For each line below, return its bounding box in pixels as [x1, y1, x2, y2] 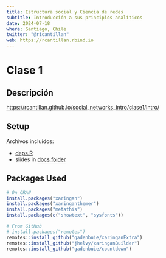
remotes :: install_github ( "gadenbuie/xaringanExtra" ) [6, 234, 143, 240]
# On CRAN [6, 189, 32, 195]
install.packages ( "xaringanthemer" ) [6, 201, 99, 207]
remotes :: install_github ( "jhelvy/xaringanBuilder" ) [6, 240, 140, 246]
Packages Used [6, 173, 67, 184]
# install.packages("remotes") [6, 229, 86, 235]
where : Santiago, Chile [6, 26, 67, 32]
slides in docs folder [15, 156, 66, 163]
